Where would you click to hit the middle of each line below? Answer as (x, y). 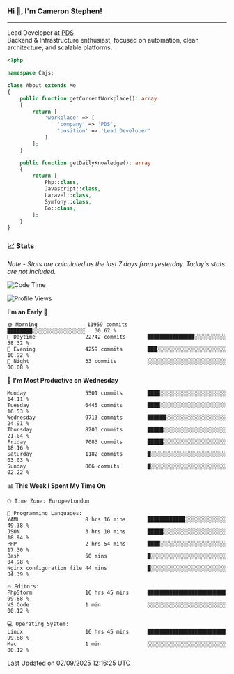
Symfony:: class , (68, 201)
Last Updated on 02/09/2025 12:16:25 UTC (69, 663)
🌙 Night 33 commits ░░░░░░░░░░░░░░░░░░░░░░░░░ (117, 361)
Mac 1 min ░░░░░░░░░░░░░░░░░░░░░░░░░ (117, 644)
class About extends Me (42, 86)
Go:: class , (60, 208)
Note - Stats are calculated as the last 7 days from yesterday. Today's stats (116, 263)
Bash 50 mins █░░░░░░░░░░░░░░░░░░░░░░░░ (117, 556)
